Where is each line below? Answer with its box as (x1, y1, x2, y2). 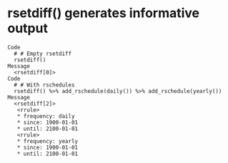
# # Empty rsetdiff (14, 50, 72, 57)
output (7, 20, 49, 36)
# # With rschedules (14, 81, 75, 89)
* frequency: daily (16, 112, 75, 119)
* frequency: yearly (16, 137, 79, 144)
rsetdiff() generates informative (7, 5, 200, 21)
